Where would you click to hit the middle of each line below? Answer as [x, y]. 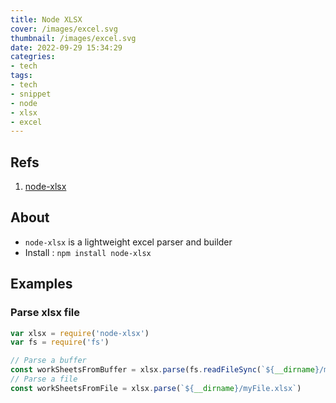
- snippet [31, 94]
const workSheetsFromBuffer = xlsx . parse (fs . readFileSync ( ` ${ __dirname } [165, 370]
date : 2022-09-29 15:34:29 [66, 47]
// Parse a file [44, 379]
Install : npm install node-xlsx [88, 252]
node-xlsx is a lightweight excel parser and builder [128, 242]
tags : [21, 76]
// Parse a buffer [48, 361]
